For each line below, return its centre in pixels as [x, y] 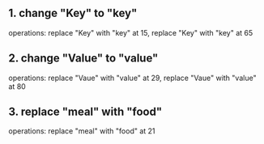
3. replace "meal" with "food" [85, 112]
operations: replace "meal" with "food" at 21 [82, 131]
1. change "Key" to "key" [73, 13]
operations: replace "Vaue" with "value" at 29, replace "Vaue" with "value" [132, 78]
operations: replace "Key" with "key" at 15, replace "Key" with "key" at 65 [131, 32]
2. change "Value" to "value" [83, 59]
